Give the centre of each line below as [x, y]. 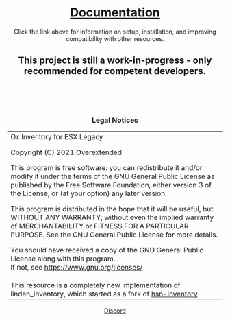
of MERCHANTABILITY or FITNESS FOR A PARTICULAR [100, 226]
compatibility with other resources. [115, 38]
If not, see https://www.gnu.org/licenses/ [76, 267]
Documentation [115, 13]
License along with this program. [63, 259]
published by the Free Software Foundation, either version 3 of [111, 185]
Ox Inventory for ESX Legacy [57, 137]
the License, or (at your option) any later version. [89, 193]
